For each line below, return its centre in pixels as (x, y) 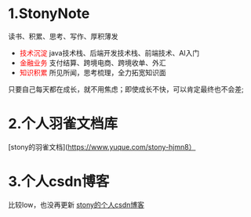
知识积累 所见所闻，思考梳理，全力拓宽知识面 (93, 72)
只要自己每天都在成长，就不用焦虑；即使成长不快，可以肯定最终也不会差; (126, 89)
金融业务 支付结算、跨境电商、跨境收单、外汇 (93, 63)
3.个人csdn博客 (59, 182)
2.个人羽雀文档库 (63, 124)
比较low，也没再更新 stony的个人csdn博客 (76, 204)
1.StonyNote (49, 14)
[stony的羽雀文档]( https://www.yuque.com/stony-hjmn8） (102, 146)
